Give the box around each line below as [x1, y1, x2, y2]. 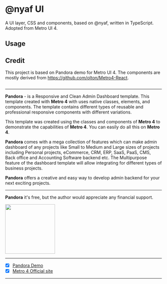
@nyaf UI [5, 3, 44, 15]
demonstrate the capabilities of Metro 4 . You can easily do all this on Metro [5, 124, 160, 130]
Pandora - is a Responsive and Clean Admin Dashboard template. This [5, 93, 150, 100]
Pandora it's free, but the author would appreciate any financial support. [5, 194, 154, 200]
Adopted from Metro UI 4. [5, 25, 58, 31]
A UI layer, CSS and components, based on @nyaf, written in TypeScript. [5, 20, 154, 26]
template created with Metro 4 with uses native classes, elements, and [5, 99, 150, 105]
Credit [5, 56, 25, 65]
